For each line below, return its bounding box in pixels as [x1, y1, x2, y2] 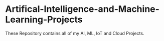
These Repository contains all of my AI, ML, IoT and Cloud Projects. [5, 30, 144, 36]
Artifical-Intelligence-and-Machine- [5, 3, 159, 15]
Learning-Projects [5, 14, 83, 25]
